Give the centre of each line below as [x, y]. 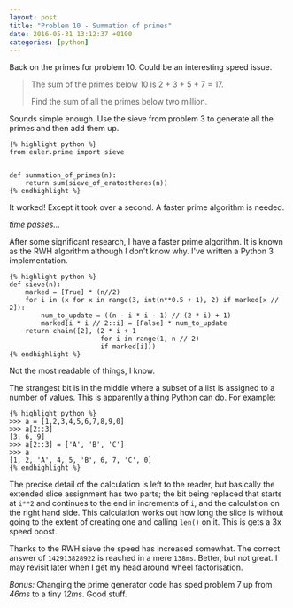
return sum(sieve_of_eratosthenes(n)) [96, 183]
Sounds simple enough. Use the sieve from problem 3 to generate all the [142, 119]
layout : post [33, 17]
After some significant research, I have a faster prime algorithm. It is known [146, 242]
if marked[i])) [128, 347]
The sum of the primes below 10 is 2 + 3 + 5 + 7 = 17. [127, 84]
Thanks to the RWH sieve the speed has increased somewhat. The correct [145, 549]
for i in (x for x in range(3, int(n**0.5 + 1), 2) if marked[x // [152, 300]
